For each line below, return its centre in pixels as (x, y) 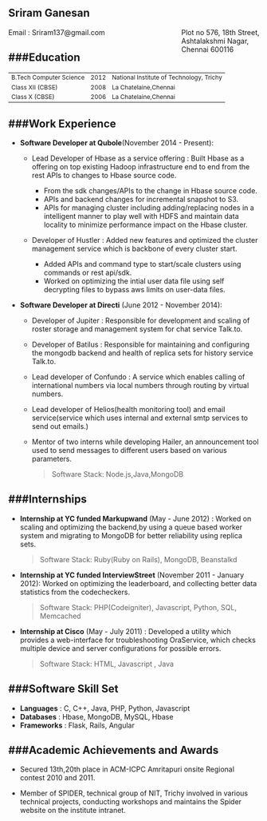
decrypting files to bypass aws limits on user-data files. (134, 289)
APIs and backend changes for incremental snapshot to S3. (141, 199)
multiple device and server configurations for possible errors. (120, 648)
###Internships (48, 500)
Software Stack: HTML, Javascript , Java (106, 664)
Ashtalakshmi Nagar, (215, 41)
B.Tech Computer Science (48, 78)
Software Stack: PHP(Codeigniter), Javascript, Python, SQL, (138, 607)
